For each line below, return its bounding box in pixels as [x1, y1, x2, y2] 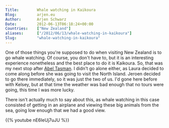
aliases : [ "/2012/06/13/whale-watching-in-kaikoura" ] [5, 31, 132, 36]
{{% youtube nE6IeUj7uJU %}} [5, 117, 70, 123]
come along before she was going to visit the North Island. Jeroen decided [5, 71, 160, 77]
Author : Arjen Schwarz [5, 17, 67, 22]
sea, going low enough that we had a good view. [5, 107, 106, 113]
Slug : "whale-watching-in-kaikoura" [5, 36, 100, 41]
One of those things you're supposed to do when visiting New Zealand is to [5, 49, 162, 55]
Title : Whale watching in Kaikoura [5, 7, 96, 13]
